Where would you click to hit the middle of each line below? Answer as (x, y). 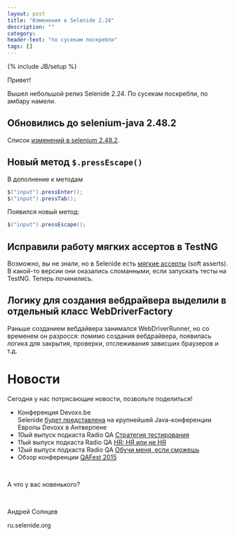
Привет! (19, 80)
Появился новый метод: (43, 212)
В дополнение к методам (45, 179)
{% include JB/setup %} (42, 66)
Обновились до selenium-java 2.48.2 (92, 123)
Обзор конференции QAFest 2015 (67, 457)
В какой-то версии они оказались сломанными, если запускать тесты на (117, 271)
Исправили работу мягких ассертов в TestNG (113, 247)
